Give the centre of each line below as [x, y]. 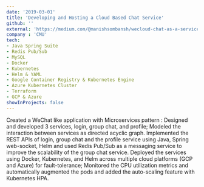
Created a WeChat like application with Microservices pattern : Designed [97, 120]
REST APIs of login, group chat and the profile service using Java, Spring [98, 139]
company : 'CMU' [27, 35]
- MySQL [16, 57]
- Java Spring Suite [32, 46]
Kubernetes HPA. [28, 178]
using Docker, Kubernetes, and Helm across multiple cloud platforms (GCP [100, 158]
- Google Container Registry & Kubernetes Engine [70, 80]
